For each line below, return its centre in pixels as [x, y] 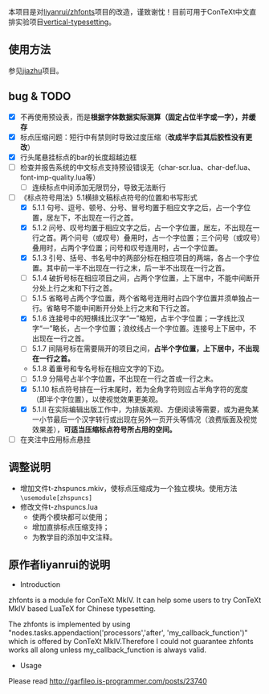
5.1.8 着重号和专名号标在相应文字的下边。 [100, 369]
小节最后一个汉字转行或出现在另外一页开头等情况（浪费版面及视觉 [148, 419]
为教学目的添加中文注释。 [74, 537]
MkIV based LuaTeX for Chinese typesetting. [82, 609]
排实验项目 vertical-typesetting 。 [62, 22]
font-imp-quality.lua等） [60, 177]
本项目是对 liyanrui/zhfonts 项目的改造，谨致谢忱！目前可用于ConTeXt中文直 [132, 12]
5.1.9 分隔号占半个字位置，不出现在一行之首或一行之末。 [125, 379]
